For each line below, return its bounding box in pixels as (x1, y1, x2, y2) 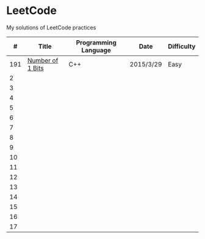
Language (81, 46, 112, 54)
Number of (27, 56, 59, 65)
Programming (76, 38, 117, 46)
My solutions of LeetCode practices (6, 24, 96, 31)
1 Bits (27, 63, 44, 72)
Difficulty (167, 42, 196, 51)
